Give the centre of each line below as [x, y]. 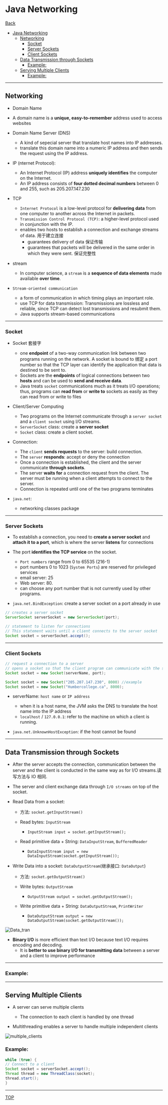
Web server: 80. [36, 583]
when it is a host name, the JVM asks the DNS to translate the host [88, 706]
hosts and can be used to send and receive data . [71, 381]
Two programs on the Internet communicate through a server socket [91, 416]
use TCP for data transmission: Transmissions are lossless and [84, 303]
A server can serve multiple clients [48, 1007]
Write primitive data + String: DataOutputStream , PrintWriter [81, 906]
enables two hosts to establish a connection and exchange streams [89, 229]
